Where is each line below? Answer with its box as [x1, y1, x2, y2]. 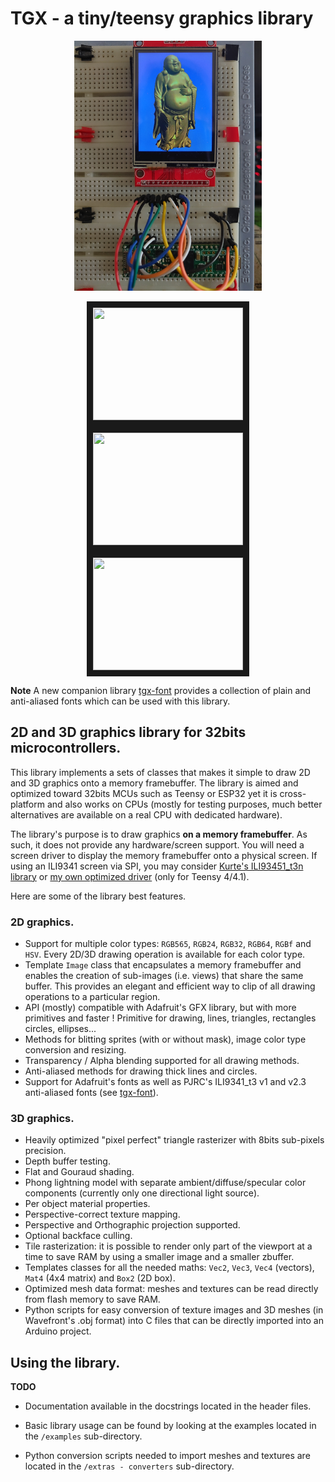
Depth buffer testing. [24, 1155, 111, 1167]
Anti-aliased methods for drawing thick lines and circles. [24, 1065, 258, 1077]
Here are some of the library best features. [10, 890, 187, 902]
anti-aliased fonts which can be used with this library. [10, 695, 231, 707]
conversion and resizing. [24, 1044, 127, 1056]
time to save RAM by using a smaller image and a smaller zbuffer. [24, 1251, 295, 1263]
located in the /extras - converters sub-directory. [24, 1460, 235, 1472]
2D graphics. [10, 915, 75, 929]
